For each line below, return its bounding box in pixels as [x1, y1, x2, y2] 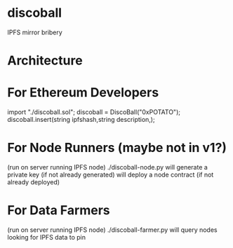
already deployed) [7, 178, 60, 186]
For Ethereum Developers [7, 85, 159, 101]
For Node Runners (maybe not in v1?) [7, 140, 227, 156]
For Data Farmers [7, 202, 110, 219]
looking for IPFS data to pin [7, 233, 86, 241]
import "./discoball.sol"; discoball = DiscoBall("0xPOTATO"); [7, 108, 181, 116]
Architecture [7, 53, 83, 69]
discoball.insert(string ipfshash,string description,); [7, 116, 156, 124]
